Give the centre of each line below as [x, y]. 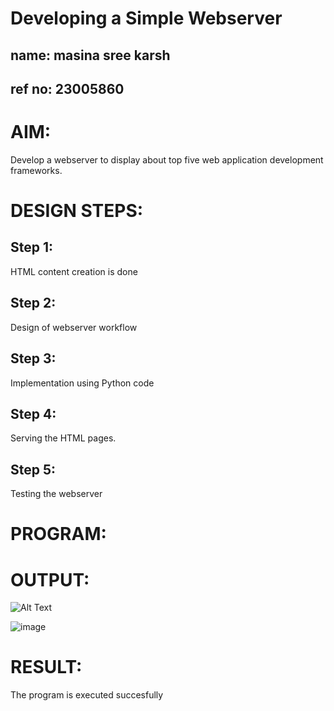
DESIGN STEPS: [77, 211]
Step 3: [33, 358]
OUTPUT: [50, 579]
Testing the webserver [56, 494]
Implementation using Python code [82, 383]
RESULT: [46, 667]
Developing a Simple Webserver [146, 18]
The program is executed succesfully [87, 695]
